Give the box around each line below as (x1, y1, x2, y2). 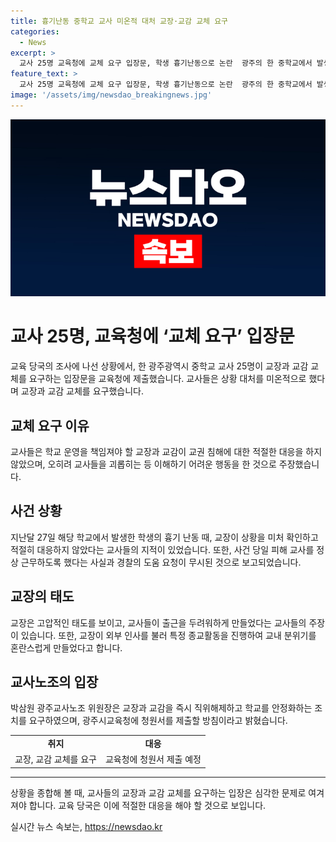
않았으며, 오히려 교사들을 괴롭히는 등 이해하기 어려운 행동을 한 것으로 (10, 458, 277, 470)
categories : (10, 26, 60, 37)
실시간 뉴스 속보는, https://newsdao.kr (10, 820, 163, 832)
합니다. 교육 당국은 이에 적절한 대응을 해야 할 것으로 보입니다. (28, 799, 267, 811)
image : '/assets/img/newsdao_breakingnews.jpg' (10, 90, 213, 100)
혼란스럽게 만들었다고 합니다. (10, 641, 123, 654)
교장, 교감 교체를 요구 (14, 753, 97, 765)
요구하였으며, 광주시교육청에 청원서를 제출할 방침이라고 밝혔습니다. (28, 715, 288, 727)
